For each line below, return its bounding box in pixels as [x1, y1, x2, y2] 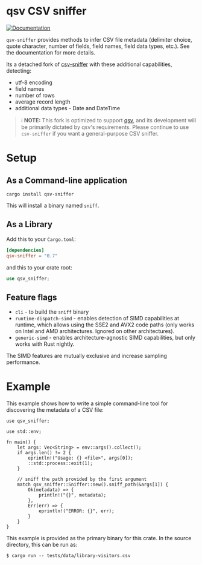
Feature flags [6, 292, 57, 302]
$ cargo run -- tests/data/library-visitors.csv [6, 553, 131, 559]
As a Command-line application [6, 175, 128, 185]
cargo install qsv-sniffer [6, 191, 74, 197]
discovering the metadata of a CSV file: [6, 406, 104, 414]
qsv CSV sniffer [6, 4, 87, 18]
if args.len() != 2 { [17, 450, 71, 456]
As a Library [6, 219, 53, 230]
